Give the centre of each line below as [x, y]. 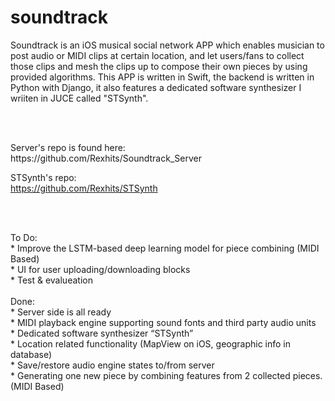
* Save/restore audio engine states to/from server [112, 365]
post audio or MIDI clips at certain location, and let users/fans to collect [157, 55]
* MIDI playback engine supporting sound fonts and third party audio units [163, 322]
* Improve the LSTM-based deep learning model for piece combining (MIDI [165, 248]
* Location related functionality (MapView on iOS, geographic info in [151, 343]
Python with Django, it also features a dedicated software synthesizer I [156, 87]
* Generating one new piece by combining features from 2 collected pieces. [166, 375]
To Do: [24, 237]
